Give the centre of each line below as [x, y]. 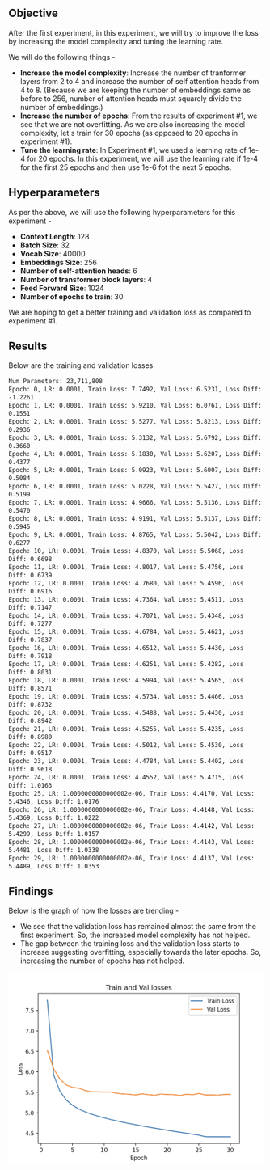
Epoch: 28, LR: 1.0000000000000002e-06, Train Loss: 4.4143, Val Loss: [131, 843]
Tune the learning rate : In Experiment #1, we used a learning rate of [133, 150]
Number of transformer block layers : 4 [86, 279]
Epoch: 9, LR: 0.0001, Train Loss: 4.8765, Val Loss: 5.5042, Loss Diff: [135, 535]
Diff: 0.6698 [30, 560]
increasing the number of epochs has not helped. [102, 961]
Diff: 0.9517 [30, 754]
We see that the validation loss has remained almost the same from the [138, 927]
